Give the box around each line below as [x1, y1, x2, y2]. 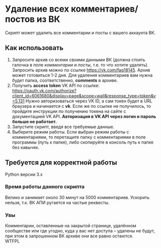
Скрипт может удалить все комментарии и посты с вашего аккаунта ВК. [5, 30, 156, 35]
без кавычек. [12, 144, 40, 150]
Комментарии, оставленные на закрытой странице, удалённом [5, 223, 137, 229]
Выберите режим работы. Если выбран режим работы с [12, 129, 129, 134]
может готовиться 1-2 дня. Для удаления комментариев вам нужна [12, 72, 153, 78]
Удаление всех [5, 3, 69, 15]
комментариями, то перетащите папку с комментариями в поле [12, 134, 146, 140]
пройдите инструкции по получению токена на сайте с [12, 108, 126, 114]
